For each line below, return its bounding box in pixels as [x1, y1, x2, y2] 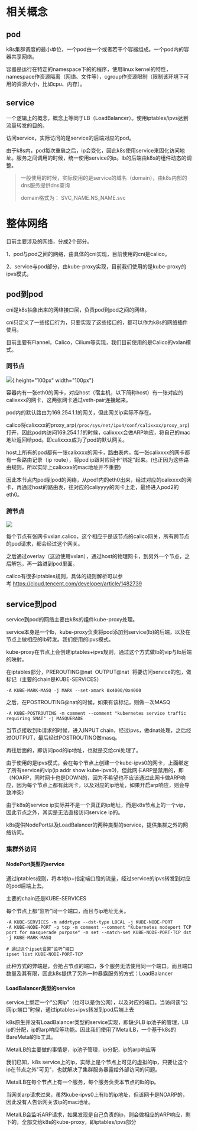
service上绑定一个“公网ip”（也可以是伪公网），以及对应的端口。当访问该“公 [6, 999, 188, 1006]
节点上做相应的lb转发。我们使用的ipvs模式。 [6, 636, 114, 643]
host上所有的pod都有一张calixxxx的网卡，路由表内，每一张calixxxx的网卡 [6, 449, 185, 456]
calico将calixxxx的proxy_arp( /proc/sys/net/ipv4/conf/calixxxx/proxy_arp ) [6, 421, 190, 429]
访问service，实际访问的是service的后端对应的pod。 [6, 134, 135, 141]
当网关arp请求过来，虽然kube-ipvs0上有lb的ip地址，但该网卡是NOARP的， [6, 1091, 188, 1098]
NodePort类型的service [6, 861, 65, 868]
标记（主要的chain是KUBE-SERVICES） [6, 675, 102, 683]
